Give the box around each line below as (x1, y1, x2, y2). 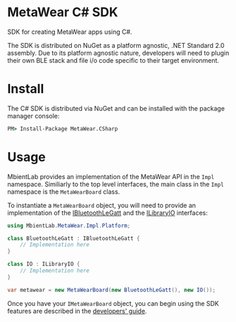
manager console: (7, 111, 60, 120)
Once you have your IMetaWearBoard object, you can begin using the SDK (7, 299, 220, 307)
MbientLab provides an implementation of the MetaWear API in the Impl (7, 172, 215, 180)
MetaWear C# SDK (7, 4, 118, 20)
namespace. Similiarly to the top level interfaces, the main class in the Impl (7, 180, 224, 188)
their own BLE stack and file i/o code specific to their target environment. (7, 56, 220, 64)
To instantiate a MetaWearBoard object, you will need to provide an (7, 201, 196, 209)
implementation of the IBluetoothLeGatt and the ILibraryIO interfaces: (7, 209, 208, 217)
